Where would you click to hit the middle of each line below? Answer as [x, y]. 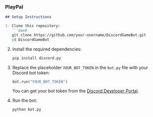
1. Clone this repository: [33, 26]
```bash [19, 30]
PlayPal [14, 7]
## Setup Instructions [28, 17]
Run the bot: [25, 101]
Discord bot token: [31, 73]
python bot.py [27, 110]
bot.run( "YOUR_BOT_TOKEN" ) [40, 82]
